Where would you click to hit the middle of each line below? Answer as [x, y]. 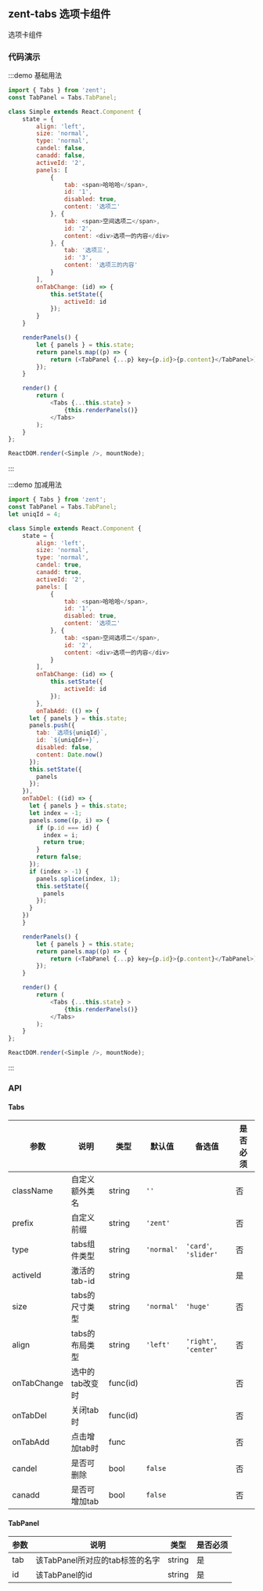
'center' [202, 1350]
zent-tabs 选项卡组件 [59, 14]
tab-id [83, 1281]
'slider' [202, 1255]
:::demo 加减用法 [35, 485]
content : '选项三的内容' [101, 265]
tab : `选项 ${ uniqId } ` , [72, 733]
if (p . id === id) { [68, 828]
